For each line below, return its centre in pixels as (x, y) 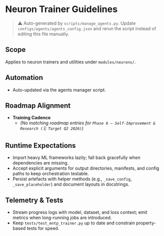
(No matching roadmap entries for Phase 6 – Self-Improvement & (88, 123)
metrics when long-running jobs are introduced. (62, 218)
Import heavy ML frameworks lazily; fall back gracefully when (76, 158)
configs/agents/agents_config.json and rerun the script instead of (87, 28)
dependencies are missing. (40, 163)
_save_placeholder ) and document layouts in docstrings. (71, 184)
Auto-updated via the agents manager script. (59, 90)
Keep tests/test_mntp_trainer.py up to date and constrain (74, 223)
